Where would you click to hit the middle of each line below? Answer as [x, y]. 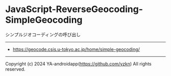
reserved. [15, 69]
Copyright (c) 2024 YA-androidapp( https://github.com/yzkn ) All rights [78, 63]
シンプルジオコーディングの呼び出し [43, 34]
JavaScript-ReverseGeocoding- [74, 9]
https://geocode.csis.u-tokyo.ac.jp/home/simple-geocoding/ [76, 49]
